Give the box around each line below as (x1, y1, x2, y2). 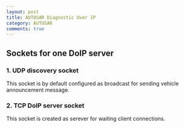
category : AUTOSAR (6, 20, 53, 26)
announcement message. (6, 86, 70, 94)
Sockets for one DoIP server (6, 48, 114, 58)
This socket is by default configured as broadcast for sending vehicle (6, 80, 180, 87)
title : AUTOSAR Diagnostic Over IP (6, 14, 96, 21)
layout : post (6, 8, 39, 15)
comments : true (6, 25, 45, 32)
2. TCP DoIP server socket (6, 101, 85, 109)
